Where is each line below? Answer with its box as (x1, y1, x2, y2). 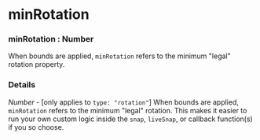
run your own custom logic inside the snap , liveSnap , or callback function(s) (8, 114, 253, 123)
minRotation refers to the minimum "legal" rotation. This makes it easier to (8, 105, 247, 115)
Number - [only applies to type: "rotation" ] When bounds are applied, (8, 97, 240, 107)
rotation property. (8, 60, 65, 69)
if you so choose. (8, 122, 64, 131)
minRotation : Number (8, 34, 94, 45)
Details (8, 79, 36, 90)
